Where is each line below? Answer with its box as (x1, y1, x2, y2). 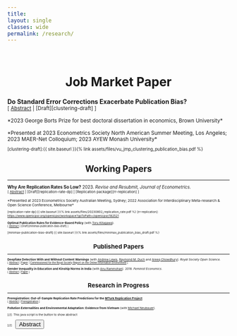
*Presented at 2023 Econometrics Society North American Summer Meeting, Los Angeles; (7, 130, 227, 137)
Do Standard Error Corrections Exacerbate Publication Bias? (7, 97, 188, 106)
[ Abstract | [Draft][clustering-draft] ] (7, 105, 97, 112)
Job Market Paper (65, 74, 172, 90)
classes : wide (7, 23, 49, 30)
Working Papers (85, 163, 152, 175)
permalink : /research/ (7, 30, 74, 37)
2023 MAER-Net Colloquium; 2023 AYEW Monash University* (7, 136, 157, 143)
